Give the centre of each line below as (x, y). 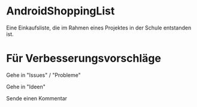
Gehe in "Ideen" (26, 87)
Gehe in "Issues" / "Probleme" (43, 75)
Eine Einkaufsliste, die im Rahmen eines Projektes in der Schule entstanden (99, 28)
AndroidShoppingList (60, 11)
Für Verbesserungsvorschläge (84, 59)
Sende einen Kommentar (37, 98)
